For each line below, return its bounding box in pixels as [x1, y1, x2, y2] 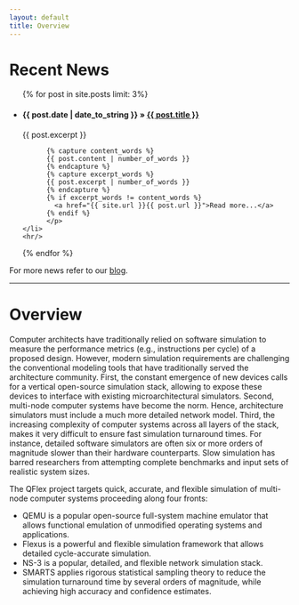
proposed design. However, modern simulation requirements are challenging [9, 352, 290, 363]
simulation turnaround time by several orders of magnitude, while [21, 576, 262, 587]
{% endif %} [45, 208, 91, 218]
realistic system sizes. [9, 466, 91, 477]
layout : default [9, 12, 69, 22]
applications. [21, 528, 69, 539]
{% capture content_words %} [45, 146, 155, 156]
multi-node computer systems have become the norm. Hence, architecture [9, 399, 284, 410]
